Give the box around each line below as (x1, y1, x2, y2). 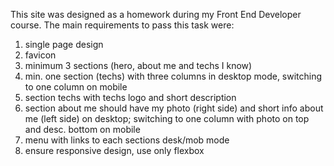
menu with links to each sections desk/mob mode (24, 134, 230, 146)
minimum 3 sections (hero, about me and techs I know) (24, 60, 253, 71)
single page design (24, 39, 104, 50)
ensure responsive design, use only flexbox (24, 145, 205, 156)
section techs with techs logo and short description (24, 92, 237, 103)
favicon (24, 49, 57, 61)
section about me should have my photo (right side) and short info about (24, 102, 324, 114)
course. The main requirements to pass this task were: (10, 19, 235, 31)
